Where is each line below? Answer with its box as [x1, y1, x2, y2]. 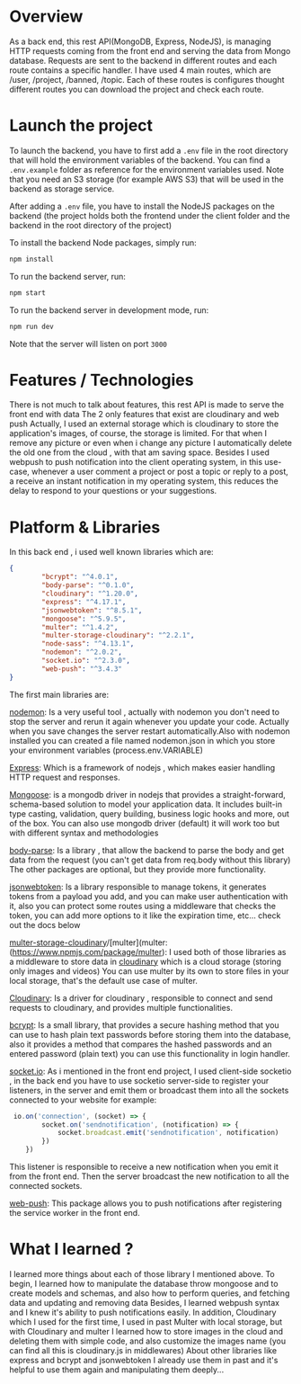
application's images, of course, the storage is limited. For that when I [9, 428, 268, 439]
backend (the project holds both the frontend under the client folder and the [9, 210, 290, 221]
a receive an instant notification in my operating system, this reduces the [9, 476, 279, 487]
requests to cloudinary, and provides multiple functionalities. [9, 1002, 234, 1013]
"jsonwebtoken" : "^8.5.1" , [41, 605, 143, 615]
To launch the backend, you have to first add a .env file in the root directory [9, 145, 289, 156]
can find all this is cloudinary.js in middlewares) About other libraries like [9, 1344, 277, 1355]
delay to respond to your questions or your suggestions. [9, 486, 217, 496]
